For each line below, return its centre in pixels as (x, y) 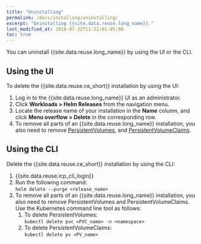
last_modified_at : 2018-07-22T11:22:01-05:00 (65, 29)
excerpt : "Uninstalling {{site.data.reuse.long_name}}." (80, 23)
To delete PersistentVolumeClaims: (68, 228)
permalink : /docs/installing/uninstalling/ (62, 18)
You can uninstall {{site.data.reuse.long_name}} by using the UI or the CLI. (100, 52)
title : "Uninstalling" (35, 12)
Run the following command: (51, 182)
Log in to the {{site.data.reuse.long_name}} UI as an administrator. (98, 98)
